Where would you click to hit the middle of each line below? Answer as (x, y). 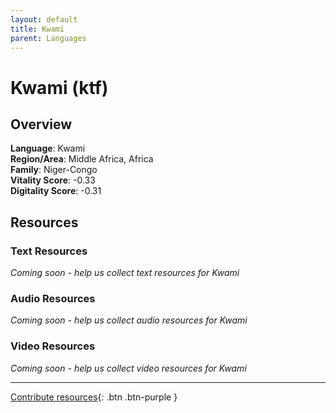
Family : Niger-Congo (54, 170)
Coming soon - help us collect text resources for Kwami (125, 273)
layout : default (44, 19)
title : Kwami (37, 29)
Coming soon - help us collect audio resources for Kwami (129, 320)
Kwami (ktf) (59, 87)
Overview (41, 124)
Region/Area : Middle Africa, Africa (82, 159)
